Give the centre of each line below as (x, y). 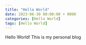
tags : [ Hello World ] (26, 23)
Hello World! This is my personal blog (43, 37)
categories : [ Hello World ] (33, 19)
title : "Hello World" (27, 10)
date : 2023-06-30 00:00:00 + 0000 (41, 14)
